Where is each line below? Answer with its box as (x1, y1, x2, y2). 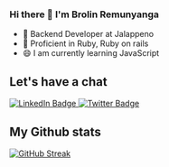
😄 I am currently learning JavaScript (22, 48, 160, 59)
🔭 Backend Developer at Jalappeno (22, 29, 155, 40)
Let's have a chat (9, 74, 108, 89)
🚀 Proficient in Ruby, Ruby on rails (22, 38, 149, 49)
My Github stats (9, 124, 101, 139)
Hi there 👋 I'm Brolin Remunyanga (9, 8, 160, 21)
